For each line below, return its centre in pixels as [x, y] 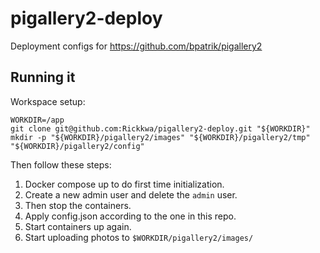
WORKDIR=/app [37, 120]
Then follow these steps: [61, 164]
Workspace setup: [48, 101]
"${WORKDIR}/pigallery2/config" [77, 146]
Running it [43, 77]
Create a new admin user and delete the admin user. [131, 194]
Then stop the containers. [78, 205]
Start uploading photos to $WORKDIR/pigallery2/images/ [139, 237]
